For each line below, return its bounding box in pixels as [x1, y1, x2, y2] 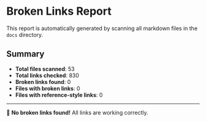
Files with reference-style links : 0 [15, 91, 103, 99]
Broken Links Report [6, 4, 112, 18]
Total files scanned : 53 [15, 65, 75, 72]
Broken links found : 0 [15, 78, 71, 85]
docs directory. [6, 31, 44, 38]
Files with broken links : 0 [15, 85, 81, 92]
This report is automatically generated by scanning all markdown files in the [6, 25, 198, 32]
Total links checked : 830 [15, 72, 80, 79]
